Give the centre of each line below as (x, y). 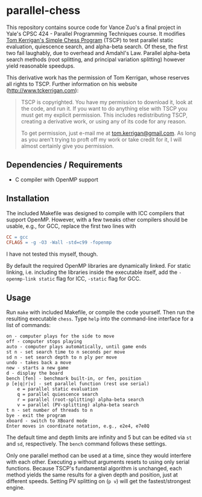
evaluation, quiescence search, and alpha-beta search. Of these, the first (97, 47)
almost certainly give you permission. (68, 146)
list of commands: (29, 325)
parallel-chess (43, 11)
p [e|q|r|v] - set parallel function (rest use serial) (78, 384)
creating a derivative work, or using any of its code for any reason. (104, 121)
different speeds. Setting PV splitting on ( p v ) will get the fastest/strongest (99, 481)
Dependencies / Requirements (65, 165)
